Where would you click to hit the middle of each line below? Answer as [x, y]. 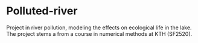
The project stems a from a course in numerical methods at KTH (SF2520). [99, 33]
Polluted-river [42, 11]
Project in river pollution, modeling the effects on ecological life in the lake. [99, 27]
